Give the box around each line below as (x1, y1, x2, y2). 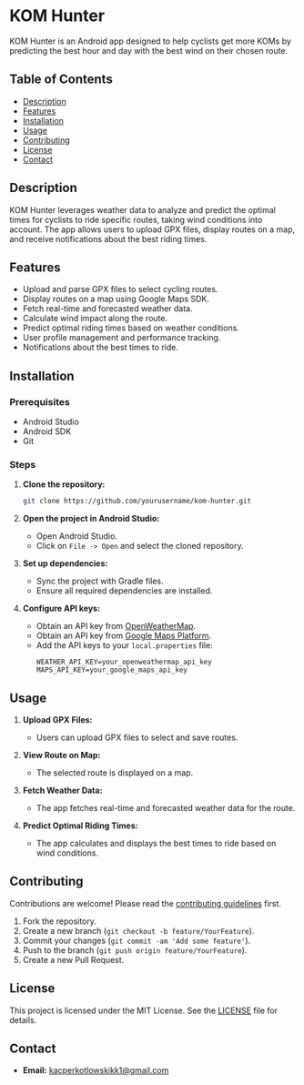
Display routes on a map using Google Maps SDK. (22, 293, 209, 305)
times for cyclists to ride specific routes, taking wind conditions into (9, 214, 263, 225)
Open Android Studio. (35, 531, 118, 542)
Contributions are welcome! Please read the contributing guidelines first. (9, 897, 282, 908)
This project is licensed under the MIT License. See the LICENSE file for (9, 1005, 279, 1016)
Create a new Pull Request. (22, 954, 125, 965)
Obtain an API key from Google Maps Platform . (35, 630, 212, 642)
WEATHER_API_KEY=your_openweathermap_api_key (35, 657, 212, 667)
